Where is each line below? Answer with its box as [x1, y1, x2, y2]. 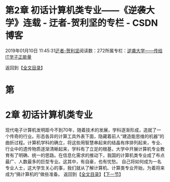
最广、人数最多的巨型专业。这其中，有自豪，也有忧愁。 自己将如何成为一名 [5, 159, 162, 165]
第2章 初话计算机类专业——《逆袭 [5, 5, 146, 16]
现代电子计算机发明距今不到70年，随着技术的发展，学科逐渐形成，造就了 [5, 127, 157, 133]
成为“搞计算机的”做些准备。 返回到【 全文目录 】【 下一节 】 [5, 171, 124, 177]
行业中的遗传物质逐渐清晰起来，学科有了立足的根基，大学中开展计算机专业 [5, 146, 160, 152]
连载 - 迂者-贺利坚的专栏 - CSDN [23, 17, 158, 29]
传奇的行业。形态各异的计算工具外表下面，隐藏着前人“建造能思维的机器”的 [9, 133, 164, 140]
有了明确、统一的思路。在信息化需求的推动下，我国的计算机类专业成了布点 [9, 152, 165, 158]
